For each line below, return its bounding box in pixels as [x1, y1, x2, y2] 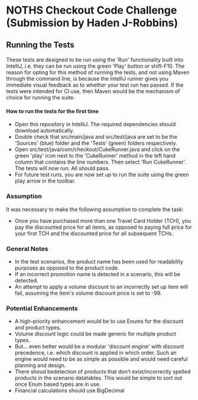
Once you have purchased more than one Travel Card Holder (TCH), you [14, 217, 191, 224]
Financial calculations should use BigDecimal [14, 387, 125, 394]
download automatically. [14, 127, 74, 134]
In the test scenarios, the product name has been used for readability [14, 258, 183, 265]
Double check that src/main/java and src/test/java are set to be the [14, 133, 177, 140]
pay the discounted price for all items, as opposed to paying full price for [14, 223, 192, 231]
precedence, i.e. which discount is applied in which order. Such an [14, 349, 177, 356]
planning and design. [14, 362, 66, 369]
